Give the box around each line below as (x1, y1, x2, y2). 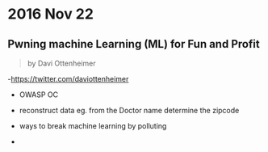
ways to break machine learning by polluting (19, 121, 167, 130)
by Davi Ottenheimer (27, 58, 96, 68)
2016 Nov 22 (7, 5, 94, 23)
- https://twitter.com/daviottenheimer (7, 74, 129, 83)
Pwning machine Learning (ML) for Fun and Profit (7, 37, 260, 51)
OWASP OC (19, 90, 58, 99)
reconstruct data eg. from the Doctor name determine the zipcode (19, 106, 240, 115)
